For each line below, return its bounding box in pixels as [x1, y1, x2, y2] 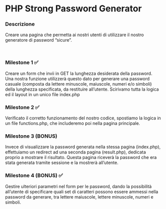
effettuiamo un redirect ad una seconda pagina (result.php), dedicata [5, 149, 146, 155]
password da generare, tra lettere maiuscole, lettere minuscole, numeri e [5, 194, 154, 200]
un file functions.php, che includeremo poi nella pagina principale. [5, 120, 140, 126]
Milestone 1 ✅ [5, 59, 39, 66]
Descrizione [5, 21, 35, 28]
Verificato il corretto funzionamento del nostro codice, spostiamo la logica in [5, 115, 161, 121]
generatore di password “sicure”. [5, 37, 72, 43]
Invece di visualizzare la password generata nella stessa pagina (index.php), [5, 144, 161, 150]
